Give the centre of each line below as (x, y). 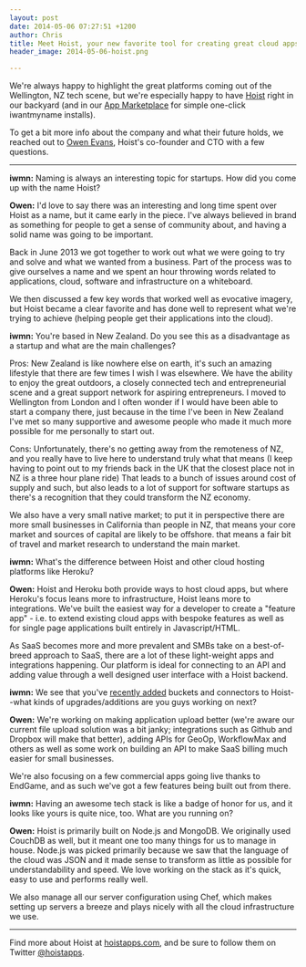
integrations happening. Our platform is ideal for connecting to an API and (148, 665)
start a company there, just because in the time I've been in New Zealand (147, 412)
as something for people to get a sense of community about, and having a (148, 225)
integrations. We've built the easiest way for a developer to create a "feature (153, 608)
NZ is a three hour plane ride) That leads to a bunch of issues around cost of (153, 478)
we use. (24, 917)
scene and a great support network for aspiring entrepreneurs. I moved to (148, 392)
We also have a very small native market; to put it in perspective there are (147, 515)
